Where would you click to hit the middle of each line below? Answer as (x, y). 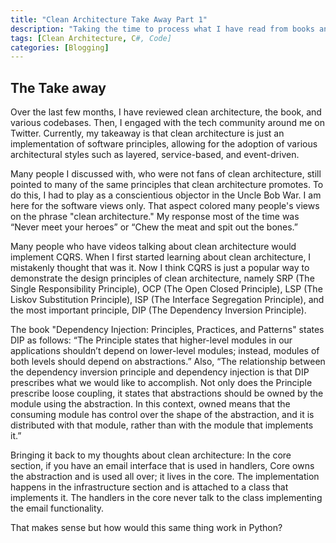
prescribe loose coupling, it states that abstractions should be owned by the (167, 393)
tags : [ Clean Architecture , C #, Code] (91, 38)
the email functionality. (57, 508)
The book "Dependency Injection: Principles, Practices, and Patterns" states (167, 330)
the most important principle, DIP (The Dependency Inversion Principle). (158, 310)
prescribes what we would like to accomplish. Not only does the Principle (161, 383)
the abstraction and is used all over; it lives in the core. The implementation (165, 477)
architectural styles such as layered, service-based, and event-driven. (155, 155)
